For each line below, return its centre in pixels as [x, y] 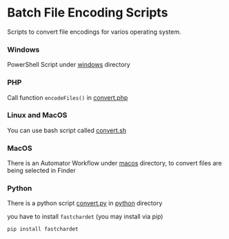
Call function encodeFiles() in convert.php [68, 97]
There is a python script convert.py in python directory [85, 203]
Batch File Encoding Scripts [88, 13]
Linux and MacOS [37, 115]
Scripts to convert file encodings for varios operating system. [94, 32]
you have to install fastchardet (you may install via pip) [85, 217]
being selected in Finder [41, 171]
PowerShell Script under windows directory [69, 65]
